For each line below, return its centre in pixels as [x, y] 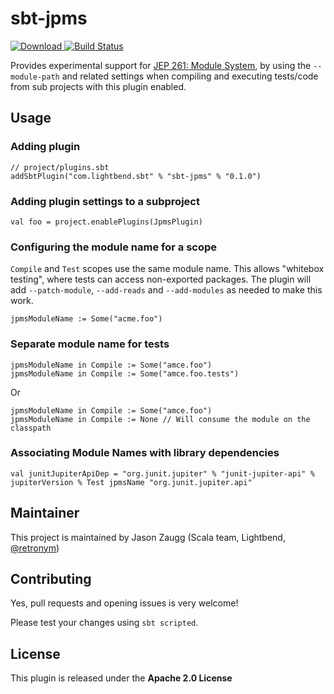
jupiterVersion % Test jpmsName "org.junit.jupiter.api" [131, 482]
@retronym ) [35, 548]
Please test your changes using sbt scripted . [104, 623]
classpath [31, 428]
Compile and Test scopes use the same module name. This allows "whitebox [167, 269]
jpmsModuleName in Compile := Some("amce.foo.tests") [125, 373]
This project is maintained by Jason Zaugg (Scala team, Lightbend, [148, 537]
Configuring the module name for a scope [114, 247]
